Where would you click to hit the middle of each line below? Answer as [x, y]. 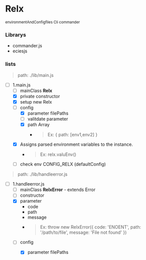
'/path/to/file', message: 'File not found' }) [83, 232]
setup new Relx [36, 102]
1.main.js [22, 85]
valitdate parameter [48, 119]
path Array [39, 124]
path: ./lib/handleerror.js [43, 175]
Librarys [16, 35]
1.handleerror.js [28, 184]
